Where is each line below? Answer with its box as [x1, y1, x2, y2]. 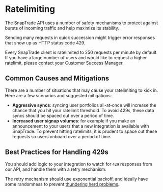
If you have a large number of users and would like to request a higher [5, 54, 147, 60]
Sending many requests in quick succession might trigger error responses [5, 35, 155, 40]
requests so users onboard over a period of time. [12, 133, 111, 139]
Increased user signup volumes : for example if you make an [12, 117, 136, 124]
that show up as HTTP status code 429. [5, 39, 85, 45]
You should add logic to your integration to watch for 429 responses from [5, 161, 152, 167]
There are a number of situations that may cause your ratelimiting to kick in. [5, 87, 158, 93]
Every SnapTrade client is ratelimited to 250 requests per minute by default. [5, 49, 158, 55]
